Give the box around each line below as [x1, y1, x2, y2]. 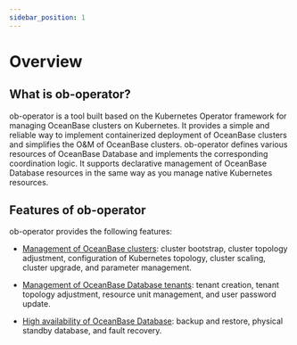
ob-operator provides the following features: [9, 226, 172, 237]
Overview [9, 51, 83, 71]
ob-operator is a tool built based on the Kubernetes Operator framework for [9, 111, 287, 121]
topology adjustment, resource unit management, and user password [21, 289, 276, 300]
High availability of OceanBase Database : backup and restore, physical [21, 316, 284, 326]
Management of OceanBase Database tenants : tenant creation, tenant [21, 280, 279, 291]
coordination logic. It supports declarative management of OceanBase [9, 158, 268, 168]
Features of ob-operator [9, 202, 146, 218]
